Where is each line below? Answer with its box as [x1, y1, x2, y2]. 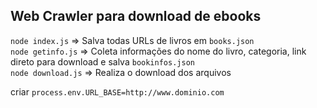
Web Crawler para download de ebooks [10, 8, 262, 25]
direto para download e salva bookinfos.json [10, 55, 195, 68]
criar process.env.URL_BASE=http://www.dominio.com [10, 85, 225, 98]
